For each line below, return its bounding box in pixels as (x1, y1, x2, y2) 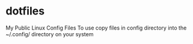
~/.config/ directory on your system (5, 30, 94, 37)
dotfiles (5, 4, 45, 18)
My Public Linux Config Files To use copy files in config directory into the (5, 24, 187, 31)
